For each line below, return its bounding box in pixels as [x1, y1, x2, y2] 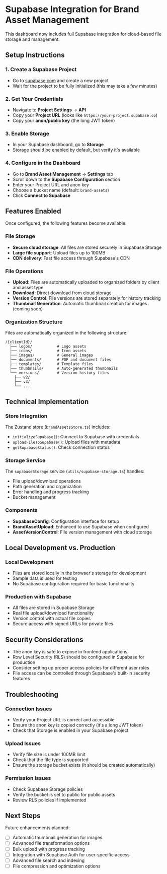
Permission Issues [5, 775, 51, 782]
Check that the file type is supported [12, 757, 89, 763]
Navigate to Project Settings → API [12, 107, 87, 113]
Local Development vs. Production [5, 543, 116, 552]
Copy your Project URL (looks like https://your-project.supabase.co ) [12, 112, 157, 118]
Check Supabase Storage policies [12, 786, 83, 792]
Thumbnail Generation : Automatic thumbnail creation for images [12, 300, 147, 306]
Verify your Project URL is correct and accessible [12, 716, 115, 722]
